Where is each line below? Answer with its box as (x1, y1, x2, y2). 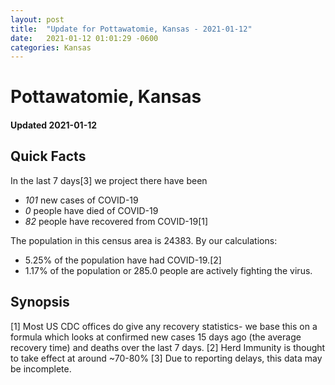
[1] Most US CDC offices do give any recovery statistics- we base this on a (10, 320, 318, 332)
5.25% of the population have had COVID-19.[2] (24, 254, 222, 266)
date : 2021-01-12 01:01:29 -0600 (10, 33, 159, 43)
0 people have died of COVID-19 (24, 204, 159, 216)
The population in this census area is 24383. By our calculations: (10, 234, 278, 246)
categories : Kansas (10, 42, 92, 53)
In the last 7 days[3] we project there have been (10, 174, 208, 186)
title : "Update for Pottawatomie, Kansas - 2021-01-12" (10, 24, 253, 34)
